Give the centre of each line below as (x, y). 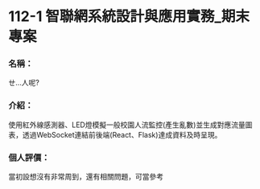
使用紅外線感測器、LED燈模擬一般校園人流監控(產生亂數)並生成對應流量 (127, 125)
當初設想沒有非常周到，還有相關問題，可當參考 (86, 177)
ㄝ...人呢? (24, 83)
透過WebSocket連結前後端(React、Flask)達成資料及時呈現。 (122, 134)
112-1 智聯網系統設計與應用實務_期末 (129, 16)
